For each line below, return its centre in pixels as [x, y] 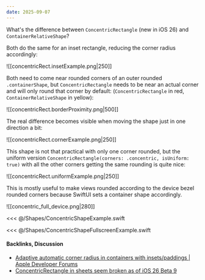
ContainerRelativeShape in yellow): [50, 97]
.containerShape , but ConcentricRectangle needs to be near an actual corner [103, 84]
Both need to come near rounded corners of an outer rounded [85, 78]
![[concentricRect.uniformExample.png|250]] [63, 176]
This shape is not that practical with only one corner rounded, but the [93, 151]
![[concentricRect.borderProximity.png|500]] [63, 109]
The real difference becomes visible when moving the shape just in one [96, 121]
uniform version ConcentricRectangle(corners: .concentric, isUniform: [98, 158]
